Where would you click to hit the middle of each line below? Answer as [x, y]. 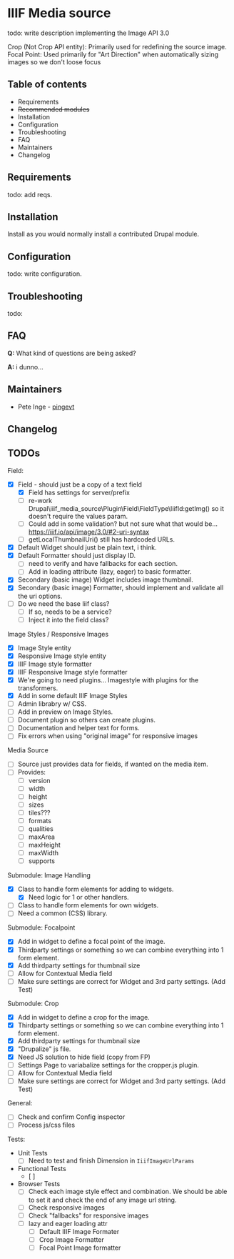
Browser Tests [39, 1184]
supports [42, 861]
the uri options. [40, 596]
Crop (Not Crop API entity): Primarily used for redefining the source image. [117, 46]
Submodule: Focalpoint [41, 927]
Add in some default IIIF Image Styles [72, 696]
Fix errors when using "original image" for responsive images [108, 736]
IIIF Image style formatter [55, 664]
